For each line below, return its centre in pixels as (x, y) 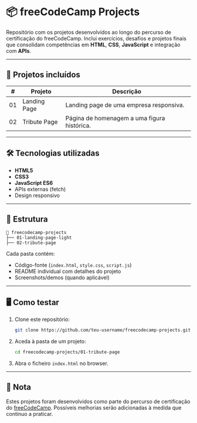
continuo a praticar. (30, 414)
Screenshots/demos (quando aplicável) (62, 278)
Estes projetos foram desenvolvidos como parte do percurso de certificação (98, 401)
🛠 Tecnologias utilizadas (53, 153)
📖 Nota (18, 388)
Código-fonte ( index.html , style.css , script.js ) (73, 265)
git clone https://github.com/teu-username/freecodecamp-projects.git (103, 330)
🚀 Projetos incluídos (43, 75)
